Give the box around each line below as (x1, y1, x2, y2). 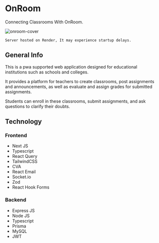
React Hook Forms (12, 184, 50, 190)
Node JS (12, 212, 30, 219)
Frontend (5, 132, 27, 139)
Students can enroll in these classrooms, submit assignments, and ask (5, 98, 146, 104)
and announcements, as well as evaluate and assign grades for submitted (5, 84, 153, 89)
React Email (12, 169, 36, 175)
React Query (12, 154, 37, 159)
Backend (5, 196, 27, 203)
